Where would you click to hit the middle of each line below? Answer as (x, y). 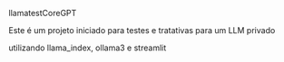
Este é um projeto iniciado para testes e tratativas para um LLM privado (142, 30)
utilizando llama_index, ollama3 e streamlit (88, 48)
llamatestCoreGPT (43, 13)
